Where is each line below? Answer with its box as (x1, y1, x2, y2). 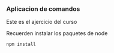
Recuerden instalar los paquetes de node (6, 30, 108, 37)
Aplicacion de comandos (6, 5, 80, 13)
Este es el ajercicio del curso (6, 18, 77, 26)
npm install (6, 41, 36, 48)
